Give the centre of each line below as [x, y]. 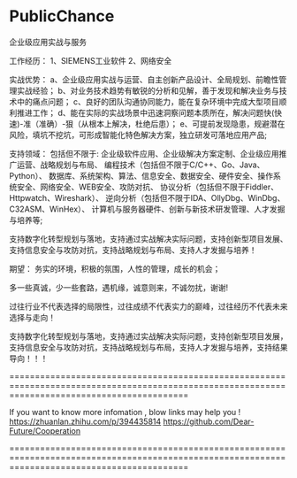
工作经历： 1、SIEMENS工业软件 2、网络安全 [91, 60]
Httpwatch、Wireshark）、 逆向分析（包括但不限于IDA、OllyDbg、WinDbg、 [147, 197]
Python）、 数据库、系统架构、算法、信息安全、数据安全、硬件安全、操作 [141, 175]
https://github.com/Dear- [209, 421]
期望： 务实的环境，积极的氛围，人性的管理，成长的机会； [115, 268]
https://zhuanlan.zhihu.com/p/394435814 [85, 421]
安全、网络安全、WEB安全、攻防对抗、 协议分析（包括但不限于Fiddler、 [147, 187]
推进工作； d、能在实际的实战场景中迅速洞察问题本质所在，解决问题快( [145, 112]
